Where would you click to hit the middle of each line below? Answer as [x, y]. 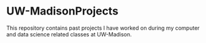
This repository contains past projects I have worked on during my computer [103, 28]
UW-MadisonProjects [62, 11]
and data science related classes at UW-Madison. [69, 34]
